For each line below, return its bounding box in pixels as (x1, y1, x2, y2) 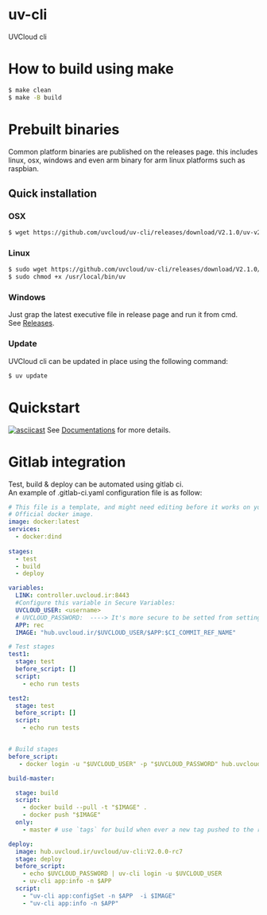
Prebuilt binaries (8, 120, 120, 139)
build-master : (8, 774, 56, 782)
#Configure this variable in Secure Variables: (15, 599, 176, 607)
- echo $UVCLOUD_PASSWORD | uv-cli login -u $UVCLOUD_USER (22, 870, 222, 878)
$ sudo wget (8, 265, 48, 274)
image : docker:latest (8, 518, 80, 526)
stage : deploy (15, 854, 62, 863)
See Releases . (8, 319, 55, 328)
